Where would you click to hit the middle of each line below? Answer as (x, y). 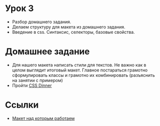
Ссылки (22, 105)
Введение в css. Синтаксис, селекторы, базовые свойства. (73, 32)
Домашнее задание (47, 52)
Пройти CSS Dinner (32, 85)
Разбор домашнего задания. (41, 22)
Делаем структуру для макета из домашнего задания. (69, 27)
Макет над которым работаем (43, 118)
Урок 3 (19, 8)
